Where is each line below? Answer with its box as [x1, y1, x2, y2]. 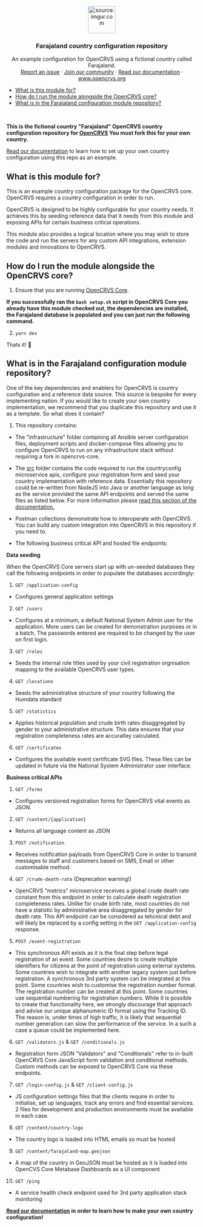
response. [15, 925, 41, 933]
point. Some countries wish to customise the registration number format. [15, 981, 197, 988]
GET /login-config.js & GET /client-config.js [15, 1081, 133, 1088]
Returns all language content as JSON [15, 827, 110, 834]
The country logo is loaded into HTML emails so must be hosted [15, 1135, 176, 1143]
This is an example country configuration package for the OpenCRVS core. [6, 188, 193, 195]
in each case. [15, 1112, 49, 1119]
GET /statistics [15, 708, 56, 715]
